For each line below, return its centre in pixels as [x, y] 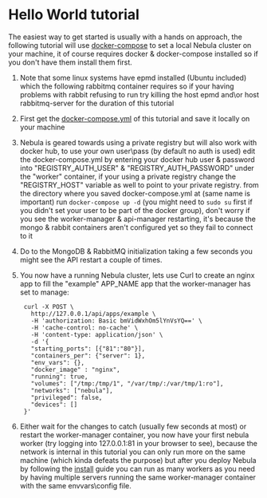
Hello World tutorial [74, 15]
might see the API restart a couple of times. [91, 259]
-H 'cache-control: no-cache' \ [84, 328]
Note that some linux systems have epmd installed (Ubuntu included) [133, 77]
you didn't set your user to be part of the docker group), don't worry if [135, 210]
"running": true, [59, 377]
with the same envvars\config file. [75, 485]
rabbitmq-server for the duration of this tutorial [97, 103]
